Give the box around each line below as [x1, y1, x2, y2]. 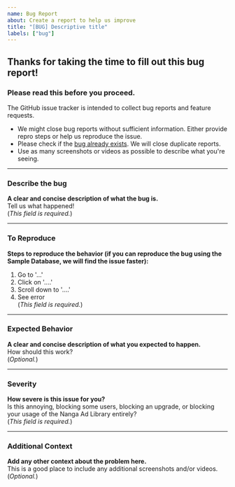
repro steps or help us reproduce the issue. [17, 132, 143, 140]
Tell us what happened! [7, 202, 75, 210]
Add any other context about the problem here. [7, 457, 147, 466]
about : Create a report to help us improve [7, 17, 136, 24]
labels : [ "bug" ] [7, 29, 55, 37]
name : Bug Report [7, 10, 58, 18]
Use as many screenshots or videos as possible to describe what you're [17, 146, 225, 155]
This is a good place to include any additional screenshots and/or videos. [7, 465, 218, 473]
